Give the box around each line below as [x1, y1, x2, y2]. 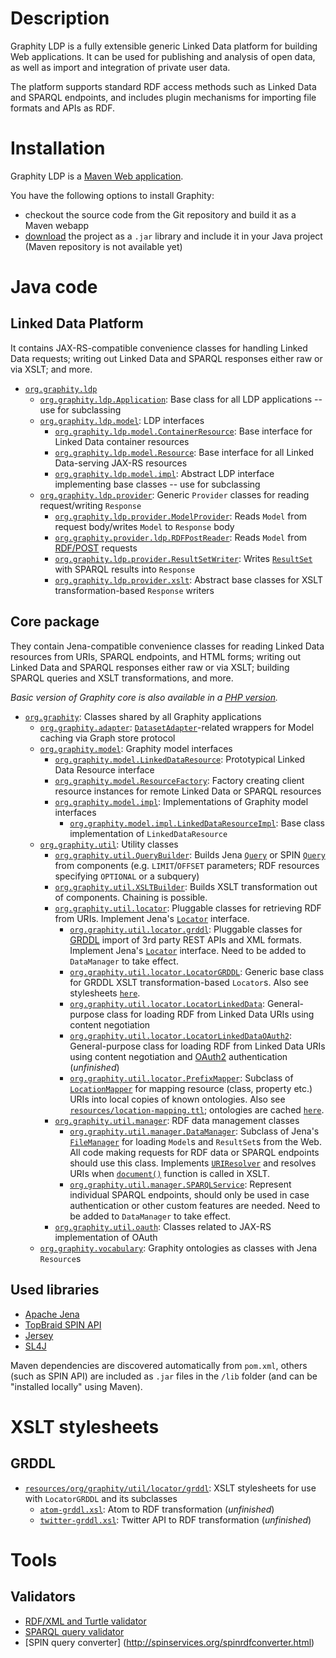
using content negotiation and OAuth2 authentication [69, 1050, 288, 1062]
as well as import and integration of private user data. [10, 61, 231, 73]
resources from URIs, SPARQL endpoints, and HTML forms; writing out [10, 650, 302, 662]
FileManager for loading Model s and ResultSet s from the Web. [69, 1135, 322, 1147]
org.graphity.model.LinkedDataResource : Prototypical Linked [54, 753, 306, 765]
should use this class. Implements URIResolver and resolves [69, 1157, 317, 1169]
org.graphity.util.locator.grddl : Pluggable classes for [69, 923, 303, 935]
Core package [10, 613, 100, 631]
